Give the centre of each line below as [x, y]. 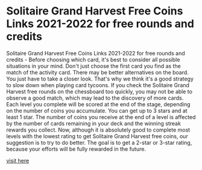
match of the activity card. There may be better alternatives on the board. [97, 72]
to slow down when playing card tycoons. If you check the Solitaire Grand [98, 85]
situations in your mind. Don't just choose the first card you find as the [93, 66]
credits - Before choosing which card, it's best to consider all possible [93, 59]
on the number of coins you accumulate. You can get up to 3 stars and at [97, 111]
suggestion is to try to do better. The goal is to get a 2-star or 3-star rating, [99, 142]
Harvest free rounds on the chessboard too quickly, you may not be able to [99, 91]
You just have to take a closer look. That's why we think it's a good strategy [100, 79]
